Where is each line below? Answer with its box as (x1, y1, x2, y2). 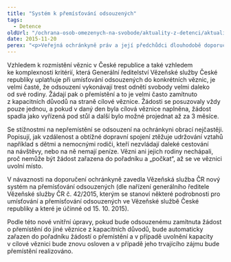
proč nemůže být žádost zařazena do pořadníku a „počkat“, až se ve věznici (7, 155, 222, 162)
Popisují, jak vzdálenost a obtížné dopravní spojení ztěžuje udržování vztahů (7, 133, 223, 141)
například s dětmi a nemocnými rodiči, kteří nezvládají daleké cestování (7, 140, 209, 148)
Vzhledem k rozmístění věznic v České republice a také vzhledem (7, 61, 193, 69)
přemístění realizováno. (7, 247, 74, 255)
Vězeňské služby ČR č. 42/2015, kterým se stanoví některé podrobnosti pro (7, 190, 221, 198)
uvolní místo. (7, 162, 43, 170)
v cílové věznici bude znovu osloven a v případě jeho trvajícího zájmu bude (7, 240, 220, 248)
